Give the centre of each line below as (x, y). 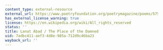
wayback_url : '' (21, 40)
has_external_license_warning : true (42, 18)
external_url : (19, 14)
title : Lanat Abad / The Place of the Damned (52, 31)
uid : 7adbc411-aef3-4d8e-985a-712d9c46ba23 (50, 36)
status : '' (16, 27)
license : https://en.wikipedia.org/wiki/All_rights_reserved (68, 23)
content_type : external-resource (39, 9)
